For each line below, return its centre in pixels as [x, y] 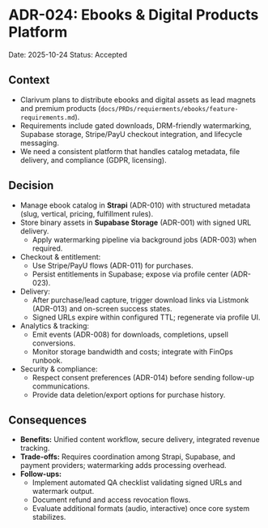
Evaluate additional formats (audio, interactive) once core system [140, 509]
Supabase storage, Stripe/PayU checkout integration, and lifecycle [131, 134]
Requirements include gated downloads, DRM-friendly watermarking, [136, 125]
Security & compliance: [59, 369]
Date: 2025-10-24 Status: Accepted [68, 54]
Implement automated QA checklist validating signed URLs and [137, 483]
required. [47, 248]
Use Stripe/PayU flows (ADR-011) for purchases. [113, 265]
